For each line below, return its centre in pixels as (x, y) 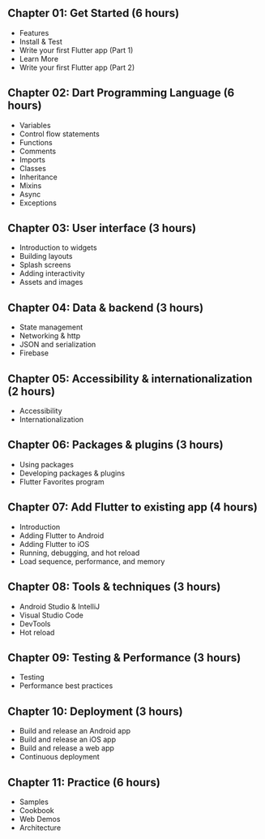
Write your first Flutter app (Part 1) (76, 50)
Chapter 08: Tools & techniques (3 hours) (114, 587)
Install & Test (41, 41)
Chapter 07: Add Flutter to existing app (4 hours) (133, 508)
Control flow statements (60, 134)
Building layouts (46, 256)
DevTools (35, 623)
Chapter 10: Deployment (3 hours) (95, 711)
